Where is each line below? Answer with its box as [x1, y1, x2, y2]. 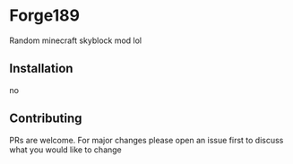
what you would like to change [9, 144, 123, 155]
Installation [9, 61, 73, 76]
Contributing [9, 111, 82, 126]
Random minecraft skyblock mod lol [9, 35, 142, 46]
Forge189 [9, 5, 81, 26]
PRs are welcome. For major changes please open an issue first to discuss [9, 134, 284, 145]
